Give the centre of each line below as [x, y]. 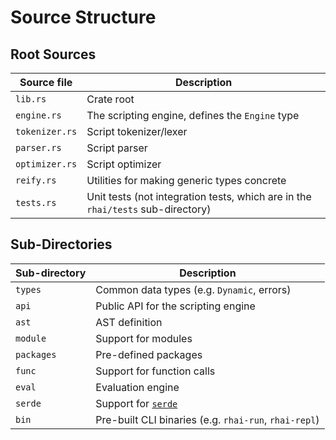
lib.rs [31, 99]
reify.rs [36, 180]
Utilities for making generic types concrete [186, 180]
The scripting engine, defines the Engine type [193, 115]
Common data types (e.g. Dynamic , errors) [193, 289]
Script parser [117, 148]
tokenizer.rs [46, 131]
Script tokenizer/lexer [137, 131]
